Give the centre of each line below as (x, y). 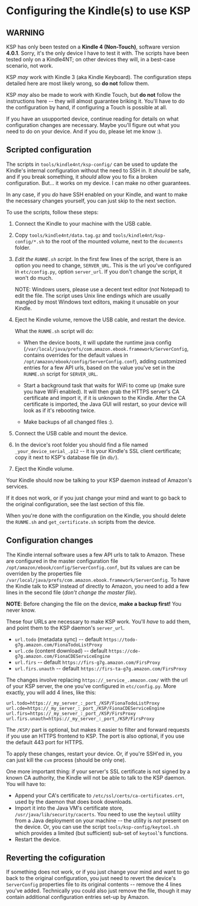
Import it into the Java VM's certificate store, (69, 808)
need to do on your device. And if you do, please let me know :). (84, 131)
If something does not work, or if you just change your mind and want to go (98, 872)
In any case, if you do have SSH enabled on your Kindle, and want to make (97, 194)
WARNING (25, 33)
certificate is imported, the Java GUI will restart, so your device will (105, 404)
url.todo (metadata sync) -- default (58, 639)
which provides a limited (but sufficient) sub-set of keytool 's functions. (101, 833)
